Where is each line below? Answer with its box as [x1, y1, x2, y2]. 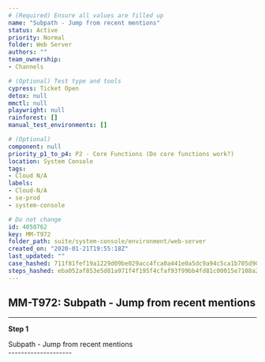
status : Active [8, 26, 58, 34]
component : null [8, 143, 62, 151]
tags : [8, 165, 26, 173]
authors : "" [8, 48, 47, 56]
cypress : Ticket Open [8, 84, 80, 92]
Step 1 [8, 324, 29, 334]
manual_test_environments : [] [8, 121, 108, 129]
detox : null [8, 91, 47, 99]
